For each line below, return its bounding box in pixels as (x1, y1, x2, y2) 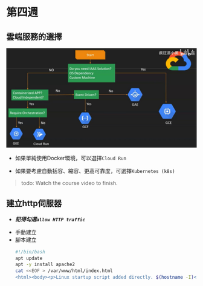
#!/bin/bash (14, 249, 45, 255)
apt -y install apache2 (14, 261, 76, 268)
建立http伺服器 (6, 198, 62, 209)
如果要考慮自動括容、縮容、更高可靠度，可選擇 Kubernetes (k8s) (14, 167, 175, 174)
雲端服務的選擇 (6, 31, 62, 42)
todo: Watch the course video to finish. (21, 179, 118, 186)
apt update (14, 255, 43, 261)
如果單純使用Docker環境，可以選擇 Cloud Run (14, 154, 127, 161)
